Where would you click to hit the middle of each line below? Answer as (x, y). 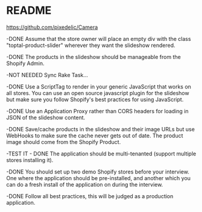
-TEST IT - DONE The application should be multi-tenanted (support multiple (101, 154)
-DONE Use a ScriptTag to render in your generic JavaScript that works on (99, 86)
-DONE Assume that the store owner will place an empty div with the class (99, 39)
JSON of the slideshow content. (46, 117)
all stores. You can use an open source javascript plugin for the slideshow (98, 93)
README (29, 11)
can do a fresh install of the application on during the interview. (85, 184)
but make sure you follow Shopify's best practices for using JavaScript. (95, 99)
